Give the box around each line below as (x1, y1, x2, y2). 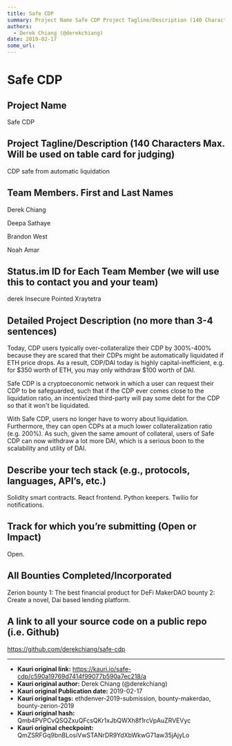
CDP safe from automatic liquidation (7, 167, 110, 175)
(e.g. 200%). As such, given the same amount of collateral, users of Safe (7, 429, 215, 438)
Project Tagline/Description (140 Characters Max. (7, 138, 225, 149)
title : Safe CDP (7, 10, 54, 17)
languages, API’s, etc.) (7, 475, 107, 487)
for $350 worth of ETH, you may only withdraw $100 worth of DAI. (7, 366, 195, 374)
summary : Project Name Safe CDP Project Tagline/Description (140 (7, 17, 202, 24)
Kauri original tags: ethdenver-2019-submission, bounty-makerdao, (17, 694, 211, 702)
